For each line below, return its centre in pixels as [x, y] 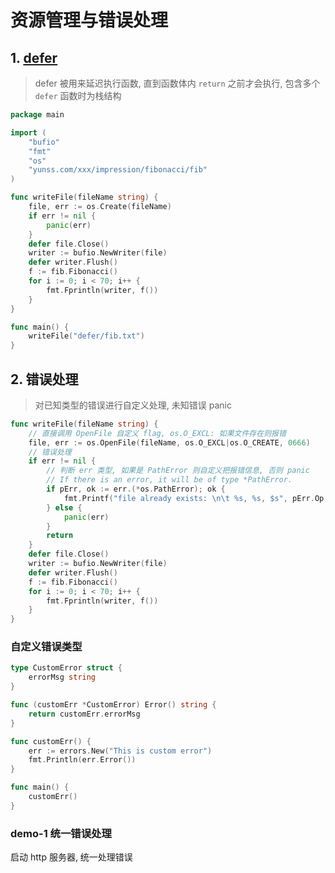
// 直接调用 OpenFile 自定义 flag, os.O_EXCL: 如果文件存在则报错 [157, 433]
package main [37, 115]
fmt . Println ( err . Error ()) [82, 760]
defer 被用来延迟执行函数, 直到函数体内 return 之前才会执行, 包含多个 [177, 83]
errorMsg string [62, 677]
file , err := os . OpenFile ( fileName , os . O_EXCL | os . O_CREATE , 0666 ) [169, 442]
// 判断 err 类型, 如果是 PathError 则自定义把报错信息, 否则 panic [178, 471]
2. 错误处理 [44, 379]
